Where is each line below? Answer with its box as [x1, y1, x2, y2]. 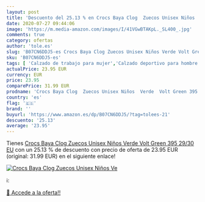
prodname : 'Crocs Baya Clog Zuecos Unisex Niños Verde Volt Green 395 [6, 89, 198, 95]
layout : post [6, 9, 40, 15]
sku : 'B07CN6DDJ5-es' [6, 54, 62, 61]
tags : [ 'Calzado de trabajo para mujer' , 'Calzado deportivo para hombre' [6, 60, 201, 66]
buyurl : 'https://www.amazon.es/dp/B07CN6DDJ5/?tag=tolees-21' [6, 111, 171, 118]
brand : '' [6, 105, 32, 112]
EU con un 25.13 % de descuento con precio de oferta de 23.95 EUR [6, 146, 178, 154]
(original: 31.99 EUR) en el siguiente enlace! [6, 152, 116, 160]
